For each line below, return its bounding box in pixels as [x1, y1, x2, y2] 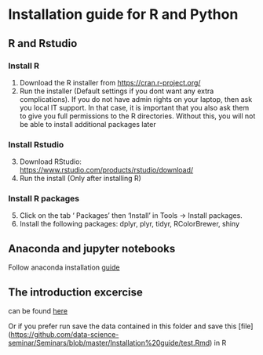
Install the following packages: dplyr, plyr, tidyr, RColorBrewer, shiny [19, 219, 240, 229]
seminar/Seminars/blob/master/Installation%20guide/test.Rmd [8, 339, 210, 348]
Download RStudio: [19, 157, 82, 166]
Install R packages [8, 194, 80, 205]
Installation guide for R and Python [8, 5, 239, 24]
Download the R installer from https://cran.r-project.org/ [19, 78, 201, 87]
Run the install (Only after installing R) [19, 174, 141, 183]
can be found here [8, 306, 68, 316]
